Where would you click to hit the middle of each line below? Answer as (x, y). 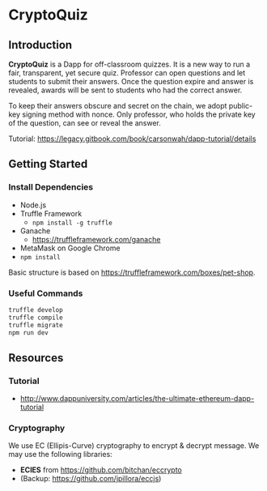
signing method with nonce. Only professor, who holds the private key (139, 114)
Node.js (33, 205)
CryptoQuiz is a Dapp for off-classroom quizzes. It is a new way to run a (129, 64)
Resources (36, 358)
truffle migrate (36, 325)
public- (241, 106)
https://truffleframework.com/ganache (96, 239)
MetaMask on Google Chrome (70, 248)
